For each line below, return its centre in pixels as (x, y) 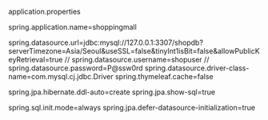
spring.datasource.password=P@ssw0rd (76, 68)
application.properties (45, 12)
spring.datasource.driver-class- (197, 68)
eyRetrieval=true (36, 60)
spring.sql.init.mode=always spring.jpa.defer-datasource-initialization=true (132, 108)
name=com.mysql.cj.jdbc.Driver (61, 76)
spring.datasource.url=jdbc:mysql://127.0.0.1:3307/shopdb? (106, 42)
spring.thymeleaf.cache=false (164, 76)
